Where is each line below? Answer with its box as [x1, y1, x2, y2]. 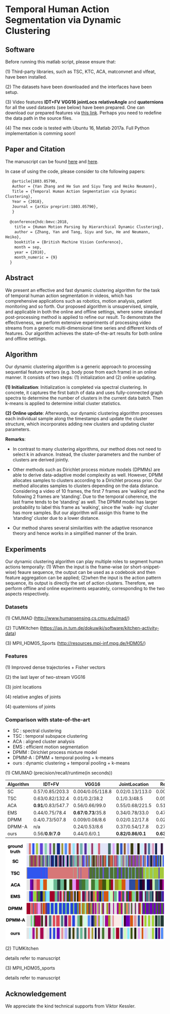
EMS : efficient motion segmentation [12, 744, 89, 750]
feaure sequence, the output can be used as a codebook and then [17, 569, 156, 575]
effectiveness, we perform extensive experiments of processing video [5, 319, 151, 325]
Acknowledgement [5, 990, 67, 998]
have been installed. [5, 74, 47, 80]
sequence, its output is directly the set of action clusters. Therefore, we [5, 580, 154, 586]
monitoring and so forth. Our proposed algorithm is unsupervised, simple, [5, 303, 158, 309]
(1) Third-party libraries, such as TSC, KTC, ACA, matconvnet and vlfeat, [5, 68, 156, 75]
